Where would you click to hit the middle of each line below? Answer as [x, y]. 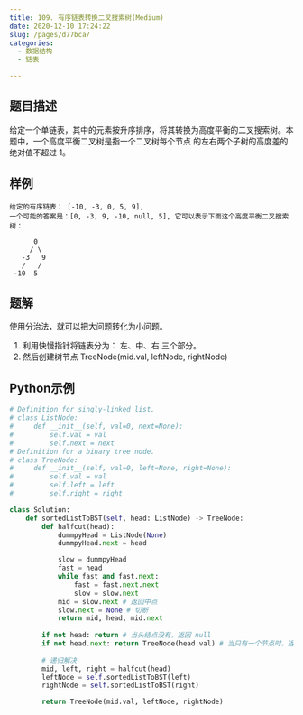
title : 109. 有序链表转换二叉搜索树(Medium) [87, 18]
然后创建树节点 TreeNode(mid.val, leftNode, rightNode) [125, 357]
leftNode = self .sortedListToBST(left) [117, 677]
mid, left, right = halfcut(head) [106, 669]
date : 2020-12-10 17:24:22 [60, 26]
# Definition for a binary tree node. [82, 451]
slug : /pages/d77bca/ [50, 34]
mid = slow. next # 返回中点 [107, 601]
